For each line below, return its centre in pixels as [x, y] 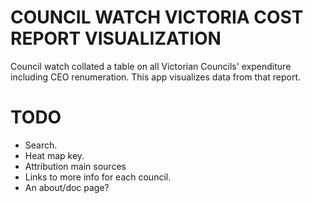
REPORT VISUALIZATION [116, 38]
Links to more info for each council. [98, 177]
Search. [41, 145]
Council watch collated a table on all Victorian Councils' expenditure [151, 66]
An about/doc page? [67, 187]
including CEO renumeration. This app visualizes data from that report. [156, 77]
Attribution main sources [75, 166]
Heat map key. [54, 155]
